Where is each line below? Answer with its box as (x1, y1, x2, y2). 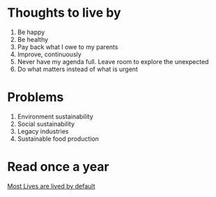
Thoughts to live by (7, 5, 121, 21)
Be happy (17, 28, 45, 36)
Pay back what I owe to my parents (17, 42, 118, 51)
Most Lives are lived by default (7, 182, 95, 190)
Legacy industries (17, 127, 69, 135)
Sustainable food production (17, 134, 100, 143)
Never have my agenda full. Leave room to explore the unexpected (17, 57, 209, 65)
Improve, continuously (17, 50, 82, 58)
